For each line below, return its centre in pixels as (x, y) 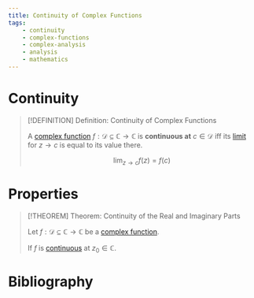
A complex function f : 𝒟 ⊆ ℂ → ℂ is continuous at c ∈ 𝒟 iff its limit (136, 136)
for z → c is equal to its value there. (85, 145)
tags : (17, 23)
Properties (43, 194)
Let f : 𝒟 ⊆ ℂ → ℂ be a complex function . (93, 231)
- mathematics (45, 60)
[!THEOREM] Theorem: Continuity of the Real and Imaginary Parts (134, 216)
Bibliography (51, 281)
